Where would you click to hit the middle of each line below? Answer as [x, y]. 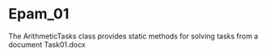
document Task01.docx [47, 44]
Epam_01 [39, 14]
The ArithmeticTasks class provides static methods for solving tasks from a [133, 36]
